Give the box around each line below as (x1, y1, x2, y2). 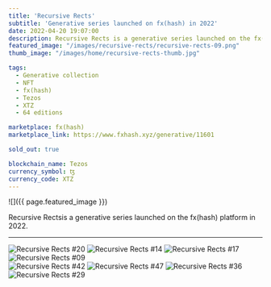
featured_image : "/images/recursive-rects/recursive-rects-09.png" (8, 42, 240, 50)
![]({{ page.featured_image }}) (8, 197, 108, 206)
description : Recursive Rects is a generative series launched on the (8, 34, 251, 43)
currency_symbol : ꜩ (8, 167, 75, 176)
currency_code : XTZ (8, 175, 74, 183)
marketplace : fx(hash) (8, 123, 85, 131)
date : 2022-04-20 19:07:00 (8, 27, 99, 35)
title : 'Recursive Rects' (8, 11, 95, 20)
